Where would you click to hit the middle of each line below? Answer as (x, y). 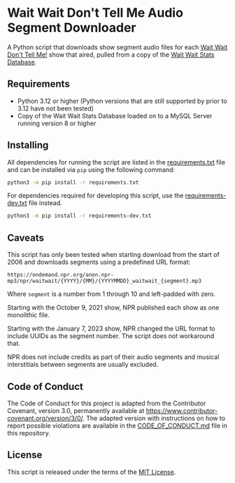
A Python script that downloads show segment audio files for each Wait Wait (117, 47)
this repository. (29, 433)
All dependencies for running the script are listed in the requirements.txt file (116, 162)
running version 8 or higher (57, 123)
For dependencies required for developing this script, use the (95, 196)
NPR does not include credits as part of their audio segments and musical (113, 357)
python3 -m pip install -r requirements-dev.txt (79, 216)
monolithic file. (29, 315)
